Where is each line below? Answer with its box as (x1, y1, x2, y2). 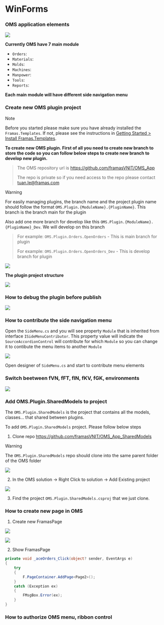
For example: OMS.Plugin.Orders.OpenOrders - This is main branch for (17, 233, 157, 239)
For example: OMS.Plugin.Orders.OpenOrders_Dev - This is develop (17, 248, 150, 254)
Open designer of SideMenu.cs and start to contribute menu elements (5, 363, 145, 369)
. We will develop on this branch (40, 224, 105, 230)
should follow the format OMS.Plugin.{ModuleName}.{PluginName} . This (5, 204, 146, 210)
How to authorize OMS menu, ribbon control (5, 614, 112, 621)
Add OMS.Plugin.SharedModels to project (5, 398, 107, 405)
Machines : (12, 66, 32, 72)
